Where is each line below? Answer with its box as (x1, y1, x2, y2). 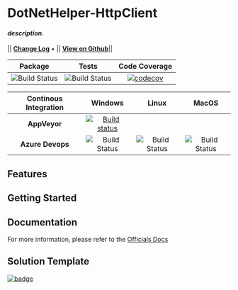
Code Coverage (118, 62, 172, 72)
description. (7, 28, 45, 37)
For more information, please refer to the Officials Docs (7, 235, 169, 243)
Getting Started (7, 192, 77, 204)
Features (7, 168, 47, 180)
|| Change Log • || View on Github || (7, 45, 113, 53)
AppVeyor (27, 119, 62, 129)
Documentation (7, 216, 78, 228)
